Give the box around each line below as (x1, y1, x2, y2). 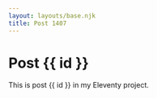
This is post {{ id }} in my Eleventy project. (8, 80, 150, 90)
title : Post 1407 (8, 19, 67, 27)
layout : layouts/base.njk (8, 11, 95, 20)
